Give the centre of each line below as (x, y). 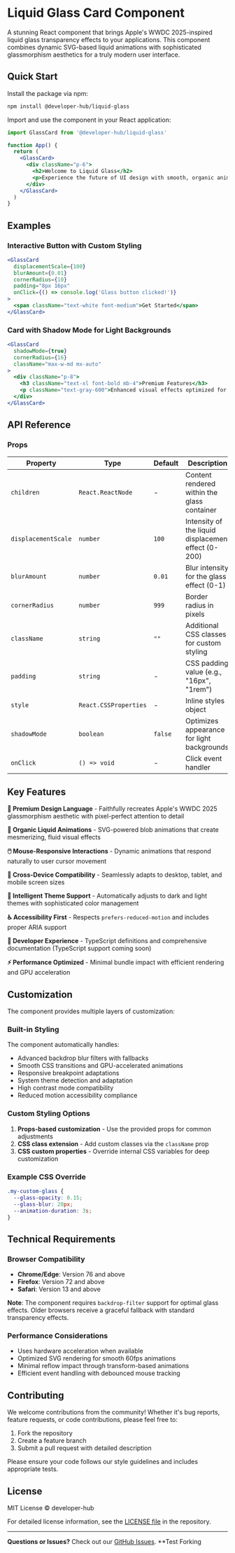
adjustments (35, 1136)
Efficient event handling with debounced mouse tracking (99, 1373)
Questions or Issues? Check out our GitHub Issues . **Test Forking (104, 1542)
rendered (200, 483)
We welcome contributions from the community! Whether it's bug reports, (114, 1412)
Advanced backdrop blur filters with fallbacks (83, 1058)
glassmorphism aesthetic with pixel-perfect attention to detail (96, 816)
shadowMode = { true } (41, 351)
